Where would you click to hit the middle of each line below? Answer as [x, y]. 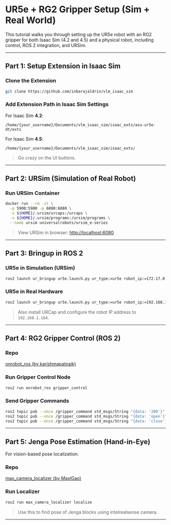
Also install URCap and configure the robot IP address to [77, 312]
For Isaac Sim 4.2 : [24, 116]
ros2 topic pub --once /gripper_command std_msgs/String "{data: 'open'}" [86, 416]
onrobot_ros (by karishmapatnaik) [41, 364]
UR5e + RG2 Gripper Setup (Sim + [78, 9]
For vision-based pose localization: [42, 454]
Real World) [31, 20]
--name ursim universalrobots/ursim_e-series [59, 223]
